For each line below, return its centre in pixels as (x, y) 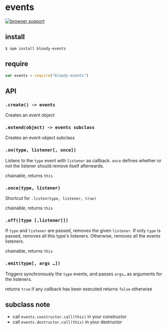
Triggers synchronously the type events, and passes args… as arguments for (84, 274)
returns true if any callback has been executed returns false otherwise (79, 289)
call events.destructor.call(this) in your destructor (67, 322)
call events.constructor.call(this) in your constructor (69, 317)
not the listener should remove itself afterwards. (55, 166)
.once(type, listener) (33, 188)
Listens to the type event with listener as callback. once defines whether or (83, 160)
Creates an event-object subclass (40, 138)
